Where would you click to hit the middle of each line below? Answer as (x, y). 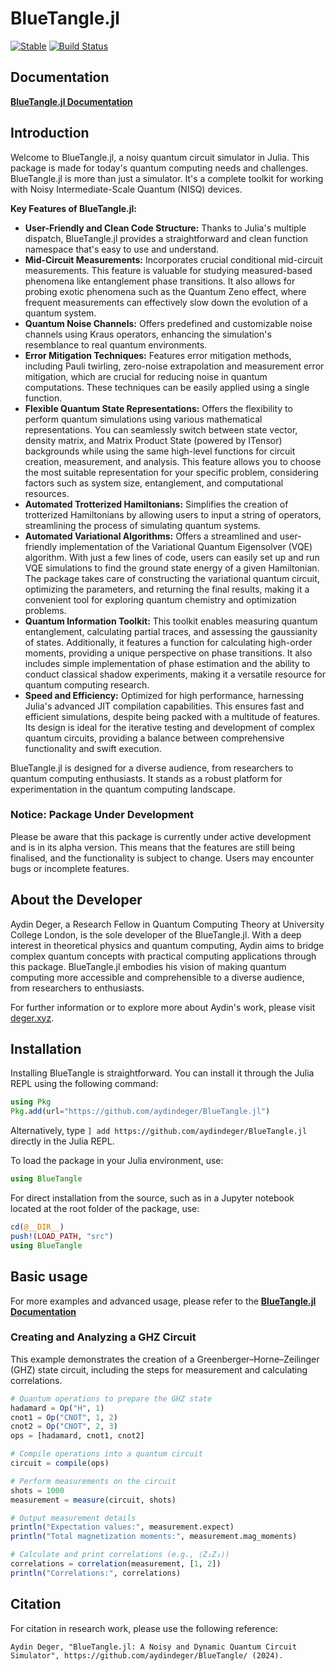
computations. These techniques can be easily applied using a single (167, 387)
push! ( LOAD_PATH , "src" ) (62, 1236)
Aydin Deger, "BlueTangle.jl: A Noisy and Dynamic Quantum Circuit (154, 1647)
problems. (45, 610)
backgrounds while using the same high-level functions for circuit (160, 451)
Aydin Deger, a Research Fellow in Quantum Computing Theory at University (167, 924)
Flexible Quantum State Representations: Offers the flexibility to (158, 408)
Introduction (50, 133)
